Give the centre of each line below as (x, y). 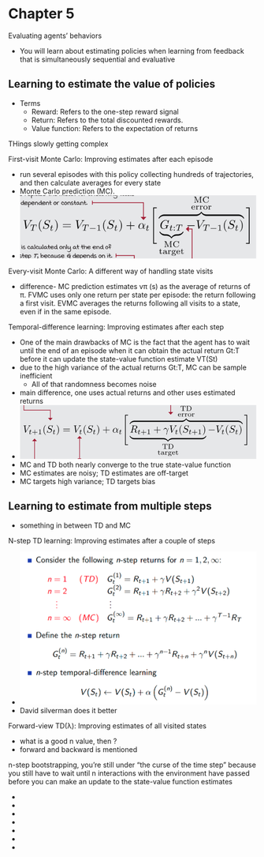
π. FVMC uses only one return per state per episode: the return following (138, 295)
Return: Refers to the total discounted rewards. (107, 120)
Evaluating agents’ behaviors (55, 36)
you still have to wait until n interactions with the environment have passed (129, 773)
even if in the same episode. (65, 312)
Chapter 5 (41, 14)
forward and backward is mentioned (78, 750)
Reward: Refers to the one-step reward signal (105, 111)
